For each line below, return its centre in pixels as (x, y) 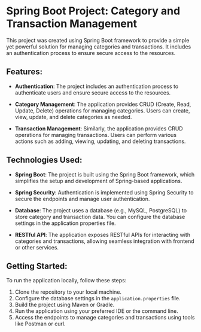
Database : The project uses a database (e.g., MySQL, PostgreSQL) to (101, 210)
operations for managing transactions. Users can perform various (96, 135)
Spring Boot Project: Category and (93, 11)
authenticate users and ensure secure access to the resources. (93, 92)
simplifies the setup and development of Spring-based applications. (98, 181)
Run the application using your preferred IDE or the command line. (96, 311)
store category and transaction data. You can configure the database (100, 217)
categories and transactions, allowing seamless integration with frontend (104, 241)
